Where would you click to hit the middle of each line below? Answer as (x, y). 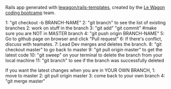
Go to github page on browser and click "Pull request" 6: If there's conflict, (84, 39)
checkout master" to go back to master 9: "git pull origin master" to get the (84, 50)
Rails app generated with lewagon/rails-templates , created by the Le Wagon (85, 7)
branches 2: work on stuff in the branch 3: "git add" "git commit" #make (81, 28)
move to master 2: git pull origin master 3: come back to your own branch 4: (85, 76)
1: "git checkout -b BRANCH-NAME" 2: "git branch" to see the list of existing (86, 23)
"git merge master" (25, 81)
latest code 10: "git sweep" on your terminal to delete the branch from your (84, 55)
